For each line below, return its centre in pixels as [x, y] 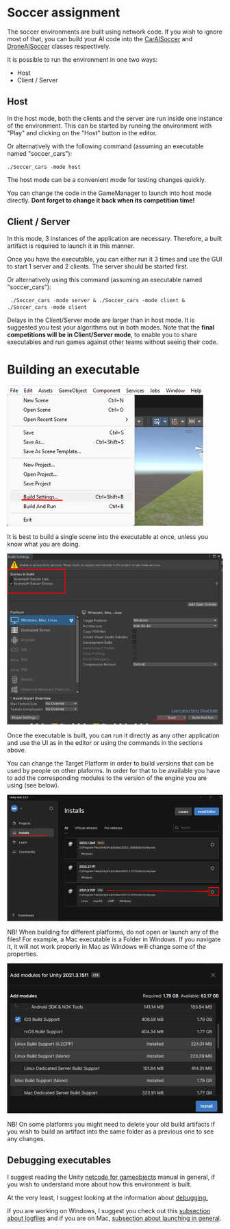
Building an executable [74, 369]
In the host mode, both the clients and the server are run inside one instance [115, 118]
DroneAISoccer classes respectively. [59, 46]
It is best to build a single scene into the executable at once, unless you [108, 536]
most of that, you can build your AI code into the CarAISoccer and [100, 38]
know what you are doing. [44, 544]
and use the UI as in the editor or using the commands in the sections [105, 743]
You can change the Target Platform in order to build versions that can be [111, 763]
